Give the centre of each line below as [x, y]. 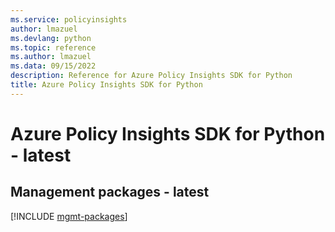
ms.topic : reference [53, 47]
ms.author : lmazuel [51, 57]
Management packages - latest [110, 192]
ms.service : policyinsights [69, 19]
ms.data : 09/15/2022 [53, 66]
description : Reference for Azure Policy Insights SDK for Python [151, 76]
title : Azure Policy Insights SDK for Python [106, 85]
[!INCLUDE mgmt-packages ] [69, 216]
